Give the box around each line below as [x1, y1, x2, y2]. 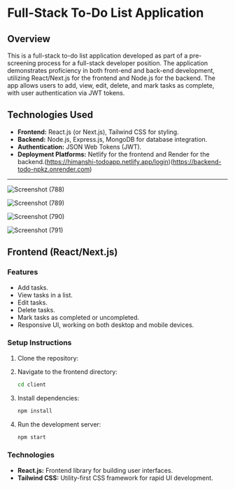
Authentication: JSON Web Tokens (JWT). [17, 142, 142, 151]
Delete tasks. [17, 305, 56, 314]
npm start [17, 434, 47, 441]
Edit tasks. [17, 298, 48, 307]
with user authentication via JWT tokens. [7, 89, 125, 97]
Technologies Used [7, 109, 93, 121]
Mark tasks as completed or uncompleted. [17, 313, 140, 321]
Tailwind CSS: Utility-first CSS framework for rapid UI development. [17, 474, 213, 482]
